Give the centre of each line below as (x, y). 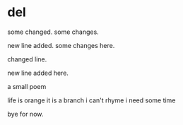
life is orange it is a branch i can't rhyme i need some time (91, 100)
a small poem (27, 86)
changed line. (27, 59)
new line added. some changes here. (61, 45)
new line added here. (38, 73)
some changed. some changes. (53, 32)
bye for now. (25, 114)
